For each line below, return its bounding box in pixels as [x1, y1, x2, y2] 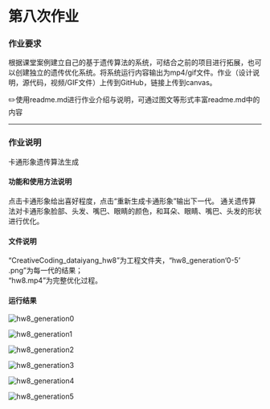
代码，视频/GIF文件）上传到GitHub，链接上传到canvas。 [29, 78, 217, 88]
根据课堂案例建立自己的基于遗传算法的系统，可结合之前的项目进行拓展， [8, 58, 247, 67]
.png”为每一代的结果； [8, 266, 83, 276]
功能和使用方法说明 [8, 177, 72, 186]
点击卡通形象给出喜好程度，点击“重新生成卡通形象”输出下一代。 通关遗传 [8, 196, 249, 206]
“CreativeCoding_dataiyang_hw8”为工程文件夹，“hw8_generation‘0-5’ [8, 256, 241, 265]
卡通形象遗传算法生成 [8, 157, 79, 166]
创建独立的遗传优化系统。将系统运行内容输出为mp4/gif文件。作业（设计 [14, 67, 253, 77]
